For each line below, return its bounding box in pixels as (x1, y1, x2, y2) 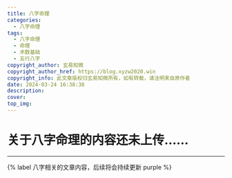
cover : (7, 94, 26, 101)
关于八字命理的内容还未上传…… (7, 132, 189, 148)
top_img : (7, 100, 32, 107)
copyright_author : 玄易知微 (7, 62, 84, 69)
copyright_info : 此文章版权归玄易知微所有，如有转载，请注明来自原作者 (7, 74, 191, 82)
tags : (7, 29, 23, 37)
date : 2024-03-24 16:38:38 (7, 81, 85, 88)
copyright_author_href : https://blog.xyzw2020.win (7, 68, 156, 75)
